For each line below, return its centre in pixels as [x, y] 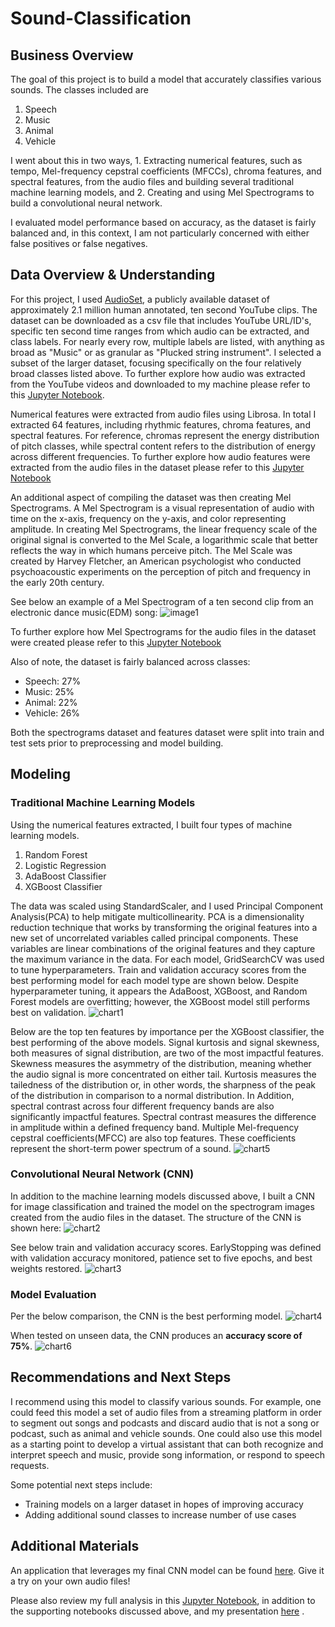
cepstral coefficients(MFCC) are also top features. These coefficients [153, 1138]
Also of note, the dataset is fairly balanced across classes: [130, 661]
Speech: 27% [53, 681]
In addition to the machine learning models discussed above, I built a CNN [162, 1196]
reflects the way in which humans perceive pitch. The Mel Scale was [151, 550]
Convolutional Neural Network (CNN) [102, 1174]
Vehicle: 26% [52, 713]
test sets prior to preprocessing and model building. [117, 743]
